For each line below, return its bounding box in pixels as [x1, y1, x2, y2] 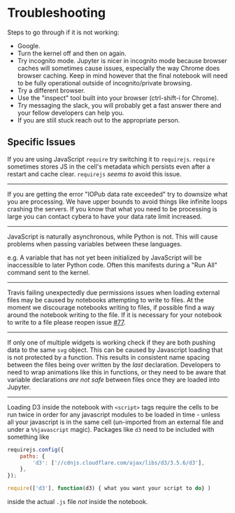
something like [7, 433, 50, 441]
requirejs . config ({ [7, 446, 64, 453]
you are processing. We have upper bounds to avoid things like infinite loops [7, 197, 227, 206]
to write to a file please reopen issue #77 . [7, 318, 126, 326]
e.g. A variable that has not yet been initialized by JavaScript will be [7, 253, 202, 262]
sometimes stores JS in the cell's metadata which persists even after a [7, 162, 211, 171]
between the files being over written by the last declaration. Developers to [7, 360, 221, 369]
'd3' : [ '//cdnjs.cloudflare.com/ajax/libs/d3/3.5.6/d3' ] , [32, 459, 205, 466]
